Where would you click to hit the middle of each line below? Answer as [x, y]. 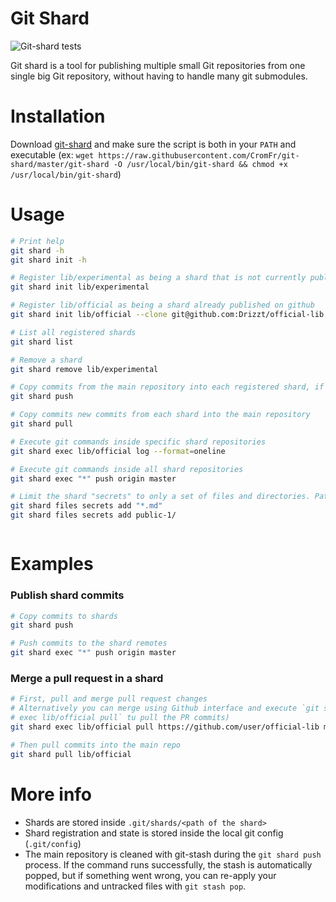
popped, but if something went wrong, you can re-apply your [150, 875]
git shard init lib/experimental [80, 287]
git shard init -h [48, 260]
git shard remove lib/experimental [84, 369]
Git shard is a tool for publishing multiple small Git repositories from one [158, 65]
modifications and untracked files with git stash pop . [135, 886]
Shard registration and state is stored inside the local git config [154, 833]
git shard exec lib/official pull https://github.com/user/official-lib [165, 727]
